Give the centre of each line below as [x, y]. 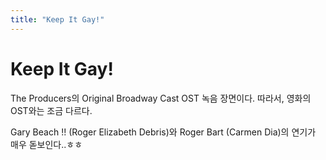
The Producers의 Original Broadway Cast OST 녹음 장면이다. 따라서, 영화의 [161, 98]
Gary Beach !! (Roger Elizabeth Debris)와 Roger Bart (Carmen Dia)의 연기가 [163, 132]
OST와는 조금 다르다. [51, 110]
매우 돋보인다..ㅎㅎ [46, 144]
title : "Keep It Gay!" [57, 19]
